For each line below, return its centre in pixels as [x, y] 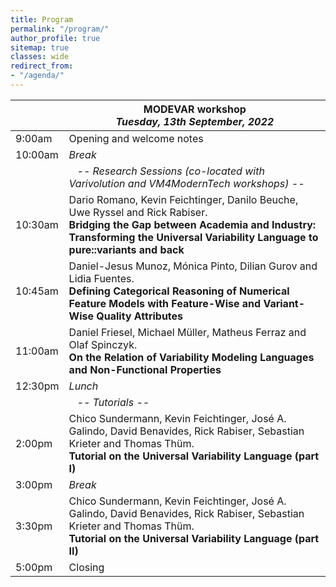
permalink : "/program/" [60, 29]
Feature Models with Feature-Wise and [165, 303]
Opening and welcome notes [136, 138]
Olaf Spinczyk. [103, 344]
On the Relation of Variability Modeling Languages [191, 357]
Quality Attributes [140, 316]
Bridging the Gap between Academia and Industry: [192, 224]
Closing [86, 567]
